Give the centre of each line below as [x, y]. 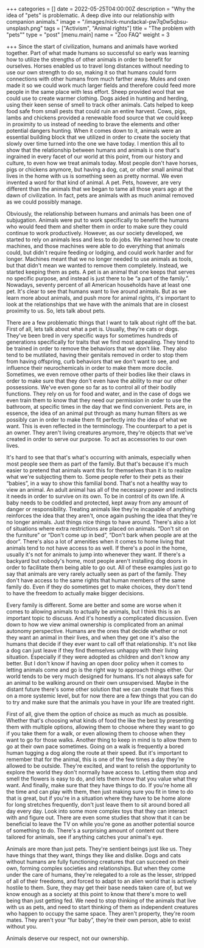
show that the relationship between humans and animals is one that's [93, 150]
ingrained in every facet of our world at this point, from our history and [95, 157]
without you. [22, 926]
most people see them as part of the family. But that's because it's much [97, 464]
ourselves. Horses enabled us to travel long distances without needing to [98, 66]
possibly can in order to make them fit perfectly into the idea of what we [97, 419]
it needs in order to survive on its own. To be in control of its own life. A [96, 496]
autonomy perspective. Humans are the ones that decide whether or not [97, 631]
